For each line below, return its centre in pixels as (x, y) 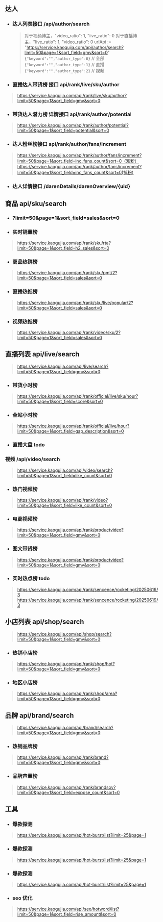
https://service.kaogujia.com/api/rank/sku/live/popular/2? (75, 303)
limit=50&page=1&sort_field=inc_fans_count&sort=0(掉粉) (75, 172)
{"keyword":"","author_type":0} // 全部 (64, 58)
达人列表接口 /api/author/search (51, 24)
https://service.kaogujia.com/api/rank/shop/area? (67, 693)
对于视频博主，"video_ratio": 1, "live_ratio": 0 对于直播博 (81, 35)
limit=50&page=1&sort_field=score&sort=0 (60, 402)
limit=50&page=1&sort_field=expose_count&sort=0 (68, 792)
